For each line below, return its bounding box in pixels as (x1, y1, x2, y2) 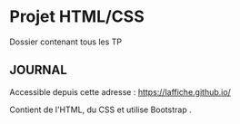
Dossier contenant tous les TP (9, 36, 123, 47)
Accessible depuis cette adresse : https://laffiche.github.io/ (9, 86, 232, 97)
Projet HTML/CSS (9, 6, 145, 27)
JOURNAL (9, 62, 68, 78)
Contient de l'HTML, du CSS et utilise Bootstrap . (9, 104, 193, 115)
